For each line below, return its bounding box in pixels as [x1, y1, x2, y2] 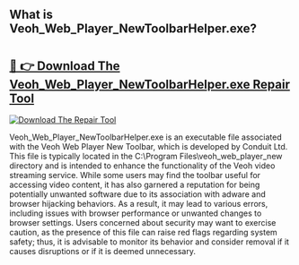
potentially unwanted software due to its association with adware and [9, 189, 267, 200]
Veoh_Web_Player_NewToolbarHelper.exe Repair [9, 76, 290, 92]
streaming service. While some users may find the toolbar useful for [9, 170, 261, 180]
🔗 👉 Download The [9, 58, 120, 73]
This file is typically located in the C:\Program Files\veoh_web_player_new [9, 151, 283, 161]
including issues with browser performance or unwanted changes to [9, 208, 262, 218]
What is [9, 7, 54, 22]
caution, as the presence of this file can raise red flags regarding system [9, 227, 278, 237]
